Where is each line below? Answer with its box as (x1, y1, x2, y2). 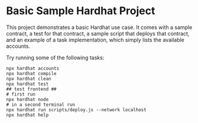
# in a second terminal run (6, 102, 76, 108)
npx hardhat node (6, 96, 49, 102)
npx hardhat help (6, 112, 49, 118)
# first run (6, 91, 35, 97)
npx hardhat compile (6, 70, 57, 76)
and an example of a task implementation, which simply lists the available (6, 36, 185, 43)
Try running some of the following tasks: (6, 54, 105, 61)
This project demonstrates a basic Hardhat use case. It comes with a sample (6, 24, 193, 31)
